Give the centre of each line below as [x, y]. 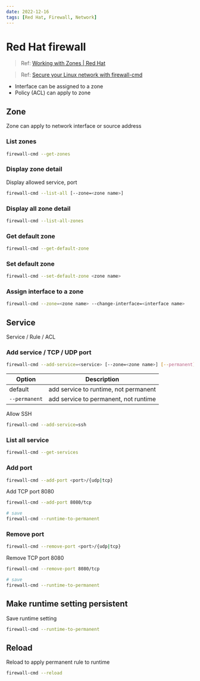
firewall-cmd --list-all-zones [45, 221]
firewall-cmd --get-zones [38, 154]
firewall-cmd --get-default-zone [48, 249]
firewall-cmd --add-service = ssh [46, 425]
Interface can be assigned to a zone [59, 87]
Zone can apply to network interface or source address [74, 126]
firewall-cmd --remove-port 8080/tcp [53, 569]
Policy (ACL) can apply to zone [53, 93]
